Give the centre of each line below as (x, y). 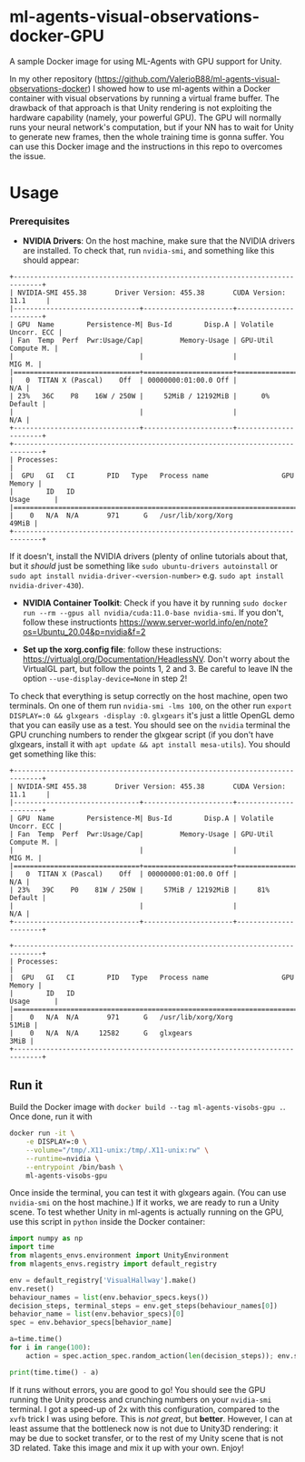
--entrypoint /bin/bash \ (75, 1167)
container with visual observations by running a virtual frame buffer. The (144, 98)
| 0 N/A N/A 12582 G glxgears (101, 1034)
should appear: (51, 260)
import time (32, 1247)
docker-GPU (57, 36)
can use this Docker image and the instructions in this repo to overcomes (146, 146)
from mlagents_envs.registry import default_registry (113, 1264)
